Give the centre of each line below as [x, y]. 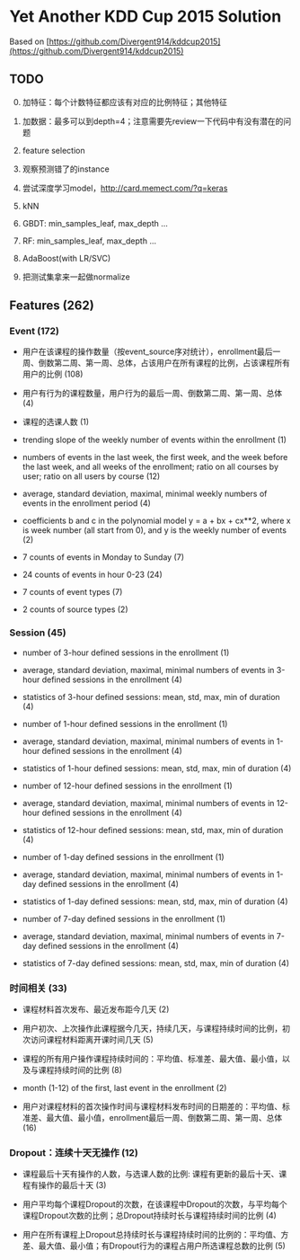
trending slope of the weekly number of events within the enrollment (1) [154, 440]
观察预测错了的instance [66, 169]
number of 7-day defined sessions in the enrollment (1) [124, 918]
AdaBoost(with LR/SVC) [66, 258]
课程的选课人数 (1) [56, 422]
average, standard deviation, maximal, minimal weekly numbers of [145, 494]
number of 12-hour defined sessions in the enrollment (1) [128, 785]
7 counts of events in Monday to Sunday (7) [103, 557]
